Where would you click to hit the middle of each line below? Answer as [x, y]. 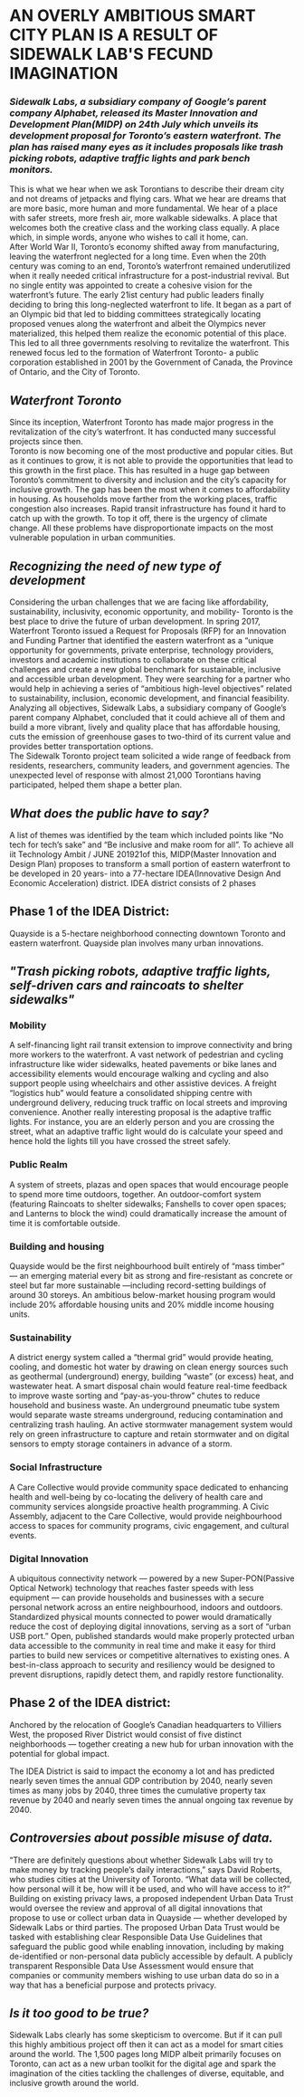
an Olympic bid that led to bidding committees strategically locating [135, 314]
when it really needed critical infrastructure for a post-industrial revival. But [149, 276]
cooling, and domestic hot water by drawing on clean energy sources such [149, 1367]
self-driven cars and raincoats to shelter [127, 986]
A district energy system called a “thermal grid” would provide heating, [142, 1358]
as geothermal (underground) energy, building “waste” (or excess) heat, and [152, 1377]
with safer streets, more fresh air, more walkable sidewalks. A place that [143, 218]
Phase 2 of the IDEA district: [90, 1703]
